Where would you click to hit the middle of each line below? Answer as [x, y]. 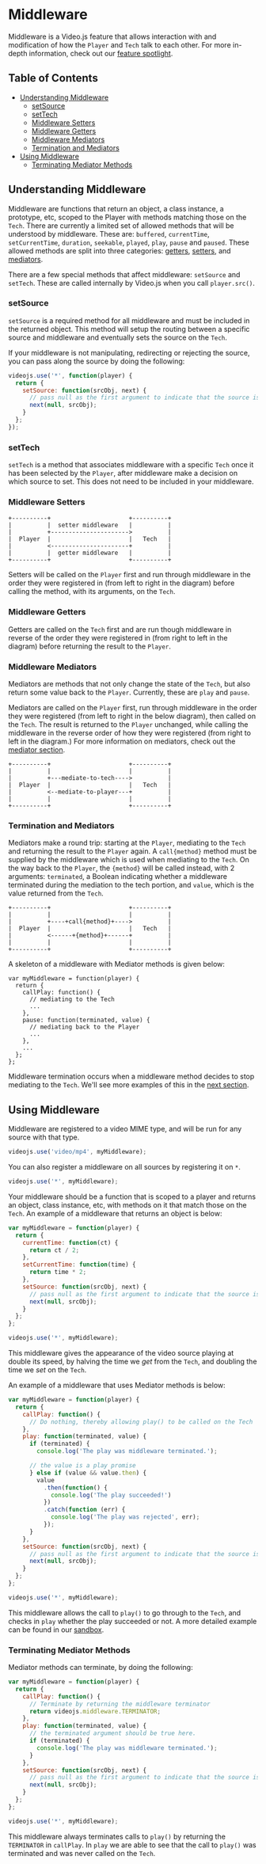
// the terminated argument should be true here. [112, 1733]
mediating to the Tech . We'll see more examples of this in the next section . [129, 1085]
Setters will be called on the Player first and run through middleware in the [129, 575]
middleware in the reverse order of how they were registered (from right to [130, 733]
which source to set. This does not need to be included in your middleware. [131, 481]
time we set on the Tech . [47, 1370]
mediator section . [37, 750]
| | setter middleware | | [90, 525]
